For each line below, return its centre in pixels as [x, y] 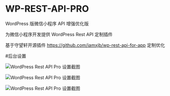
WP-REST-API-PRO [47, 9]
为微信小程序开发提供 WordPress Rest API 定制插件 [59, 34]
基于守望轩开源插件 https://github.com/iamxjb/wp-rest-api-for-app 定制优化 [85, 45]
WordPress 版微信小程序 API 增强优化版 [47, 23]
